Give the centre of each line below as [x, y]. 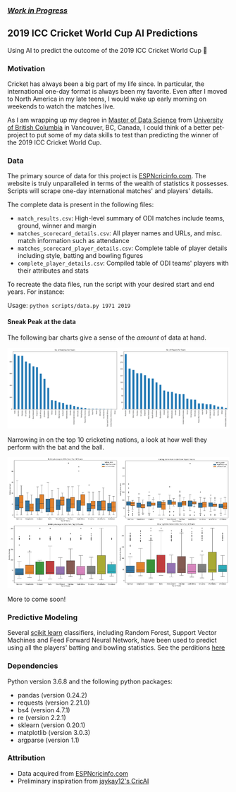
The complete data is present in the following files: [81, 205]
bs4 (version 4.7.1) [44, 710]
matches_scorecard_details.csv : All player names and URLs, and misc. [120, 233]
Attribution [26, 758]
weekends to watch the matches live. [61, 106]
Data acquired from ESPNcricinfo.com [73, 773]
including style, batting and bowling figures [80, 256]
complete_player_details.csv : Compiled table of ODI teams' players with [123, 264]
